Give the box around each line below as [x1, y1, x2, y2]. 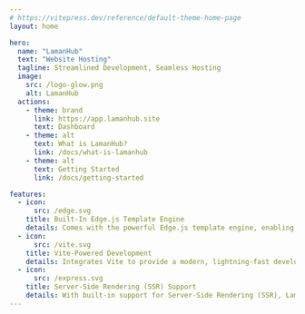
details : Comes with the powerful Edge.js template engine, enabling [25, 223, 295, 232]
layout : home [9, 22, 59, 31]
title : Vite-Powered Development [25, 249, 152, 258]
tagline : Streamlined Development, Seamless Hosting [17, 64, 221, 73]
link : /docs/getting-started [33, 173, 144, 182]
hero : [9, 38, 30, 47]
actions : [17, 97, 51, 106]
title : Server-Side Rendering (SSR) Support [25, 282, 197, 291]
